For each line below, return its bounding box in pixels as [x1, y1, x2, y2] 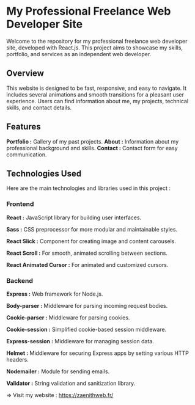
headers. [6, 356, 29, 363]
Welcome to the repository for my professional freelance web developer [6, 37, 188, 45]
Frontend [6, 200, 34, 208]
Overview [6, 68, 45, 79]
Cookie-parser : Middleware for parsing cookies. [6, 313, 130, 321]
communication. [6, 151, 47, 158]
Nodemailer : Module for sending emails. [6, 368, 110, 375]
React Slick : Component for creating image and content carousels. [6, 237, 176, 245]
